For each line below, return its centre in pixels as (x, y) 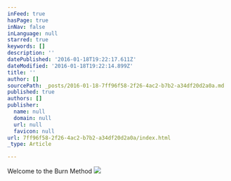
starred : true (28, 40)
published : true (31, 92)
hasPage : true (28, 20)
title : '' (22, 72)
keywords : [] (26, 46)
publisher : (23, 105)
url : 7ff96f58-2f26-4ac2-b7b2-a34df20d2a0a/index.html (89, 138)
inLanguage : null (33, 33)
